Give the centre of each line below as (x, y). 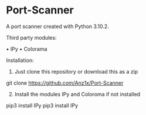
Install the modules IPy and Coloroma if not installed (77, 94)
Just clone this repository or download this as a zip (76, 71)
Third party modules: (31, 37)
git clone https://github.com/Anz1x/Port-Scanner (65, 83)
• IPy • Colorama (27, 49)
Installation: (20, 60)
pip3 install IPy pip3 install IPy (42, 105)
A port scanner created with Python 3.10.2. (58, 26)
